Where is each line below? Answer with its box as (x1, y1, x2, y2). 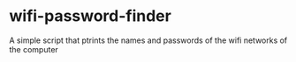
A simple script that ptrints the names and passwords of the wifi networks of (9, 35, 288, 45)
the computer (9, 44, 59, 54)
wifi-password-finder (9, 6, 172, 26)
